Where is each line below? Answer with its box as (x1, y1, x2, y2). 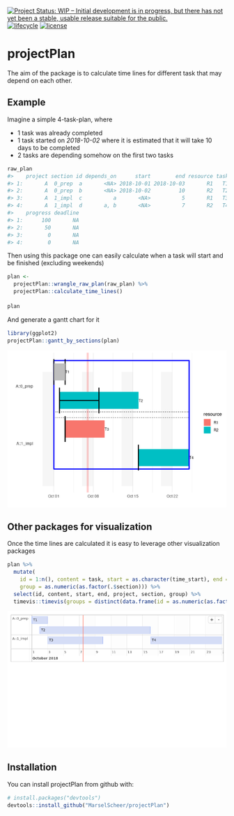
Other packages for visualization (7, 521, 153, 533)
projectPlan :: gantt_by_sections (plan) (7, 337, 120, 344)
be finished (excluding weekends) (7, 259, 104, 267)
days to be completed (17, 143, 80, 151)
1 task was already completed (17, 128, 103, 137)
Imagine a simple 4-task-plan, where (7, 115, 113, 124)
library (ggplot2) (7, 329, 58, 336)
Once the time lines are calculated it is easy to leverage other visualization (7, 540, 220, 548)
